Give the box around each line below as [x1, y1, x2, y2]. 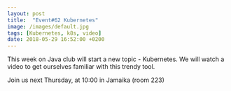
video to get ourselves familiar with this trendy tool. [7, 63, 155, 71]
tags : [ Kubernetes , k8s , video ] [7, 29, 101, 37]
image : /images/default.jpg [7, 23, 90, 30]
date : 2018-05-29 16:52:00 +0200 [7, 36, 105, 43]
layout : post [7, 10, 45, 17]
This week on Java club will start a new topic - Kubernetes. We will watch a [7, 55, 225, 63]
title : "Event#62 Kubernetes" [7, 17, 99, 24]
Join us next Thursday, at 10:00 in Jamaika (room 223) [7, 76, 164, 84]
